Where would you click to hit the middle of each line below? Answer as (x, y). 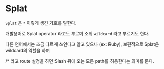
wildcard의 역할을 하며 (28, 50)
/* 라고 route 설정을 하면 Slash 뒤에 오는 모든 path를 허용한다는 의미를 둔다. (80, 61)
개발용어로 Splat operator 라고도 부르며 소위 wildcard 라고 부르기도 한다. (77, 33)
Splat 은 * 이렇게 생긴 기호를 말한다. (41, 23)
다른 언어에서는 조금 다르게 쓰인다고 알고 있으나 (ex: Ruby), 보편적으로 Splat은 (82, 44)
